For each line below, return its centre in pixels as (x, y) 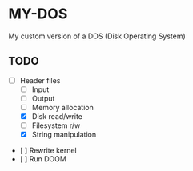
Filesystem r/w (56, 125)
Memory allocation (63, 107)
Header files (40, 80)
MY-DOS (38, 14)
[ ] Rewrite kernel (48, 151)
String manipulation (64, 135)
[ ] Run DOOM (43, 159)
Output (43, 98)
